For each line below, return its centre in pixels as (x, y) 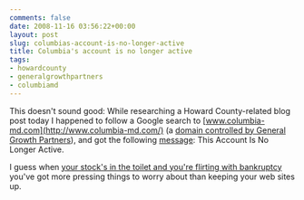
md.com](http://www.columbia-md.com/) (87, 130)
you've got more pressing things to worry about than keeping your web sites (152, 176)
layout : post (34, 34)
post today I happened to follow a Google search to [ (108, 120)
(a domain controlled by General (226, 130)
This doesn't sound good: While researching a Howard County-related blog (150, 110)
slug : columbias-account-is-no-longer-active (97, 43)
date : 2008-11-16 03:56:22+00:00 (73, 26)
